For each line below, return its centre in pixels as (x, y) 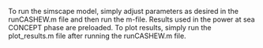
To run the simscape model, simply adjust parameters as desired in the (124, 11)
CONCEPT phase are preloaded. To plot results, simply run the (110, 27)
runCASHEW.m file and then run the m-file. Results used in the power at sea (131, 19)
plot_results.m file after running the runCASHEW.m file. (98, 36)
